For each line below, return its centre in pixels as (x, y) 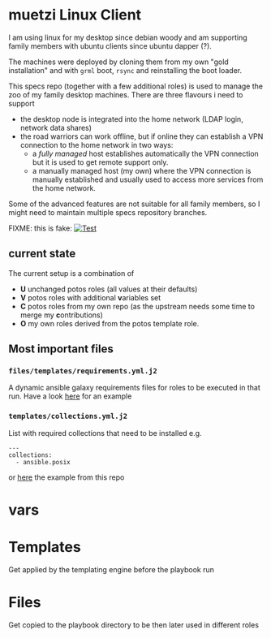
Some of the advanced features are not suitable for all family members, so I (134, 204)
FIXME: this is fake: (41, 228)
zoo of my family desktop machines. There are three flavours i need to (126, 94)
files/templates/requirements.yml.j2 (83, 371)
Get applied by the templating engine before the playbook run (112, 569)
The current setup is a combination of (71, 273)
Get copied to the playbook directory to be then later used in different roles (134, 625)
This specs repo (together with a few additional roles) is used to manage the (136, 86)
